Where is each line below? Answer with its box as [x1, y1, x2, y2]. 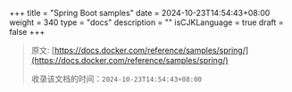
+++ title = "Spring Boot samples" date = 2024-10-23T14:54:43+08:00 [9, 8, 271, 18]
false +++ [9, 27, 46, 37]
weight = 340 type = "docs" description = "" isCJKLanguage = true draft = [9, 17, 284, 28]
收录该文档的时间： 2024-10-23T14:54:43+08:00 [30, 73, 203, 84]
